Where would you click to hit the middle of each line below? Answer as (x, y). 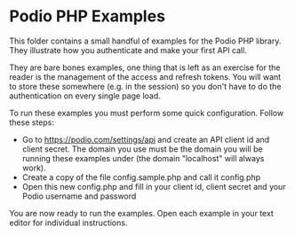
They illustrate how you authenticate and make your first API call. (128, 50)
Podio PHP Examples (88, 16)
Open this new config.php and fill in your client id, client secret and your (154, 186)
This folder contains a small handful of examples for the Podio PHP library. (145, 41)
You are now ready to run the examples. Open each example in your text (141, 213)
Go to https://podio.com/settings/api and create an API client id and (146, 139)
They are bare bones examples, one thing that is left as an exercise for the (145, 67)
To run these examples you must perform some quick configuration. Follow (147, 113)
